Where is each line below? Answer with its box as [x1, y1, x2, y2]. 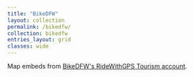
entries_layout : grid [7, 36, 72, 43]
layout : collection [7, 17, 65, 24]
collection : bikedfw [7, 29, 69, 37]
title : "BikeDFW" [7, 10, 59, 17]
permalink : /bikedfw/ [7, 23, 72, 30]
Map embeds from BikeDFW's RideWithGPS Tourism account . [7, 62, 188, 70]
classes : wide [7, 43, 50, 50]
